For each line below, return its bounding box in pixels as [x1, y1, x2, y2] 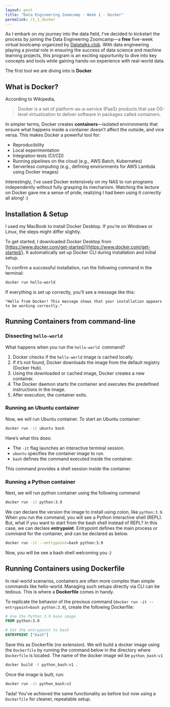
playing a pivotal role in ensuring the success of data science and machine [5, 47, 161, 53]
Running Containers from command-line [5, 317, 136, 326]
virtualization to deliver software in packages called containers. [28, 111, 161, 118]
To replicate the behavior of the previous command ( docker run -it [5, 599, 147, 605]
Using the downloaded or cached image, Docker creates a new [12, 370, 145, 376]
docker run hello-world [5, 280, 56, 285]
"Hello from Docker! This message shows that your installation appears [5, 299, 162, 304]
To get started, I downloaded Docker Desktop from [5, 239, 112, 244]
